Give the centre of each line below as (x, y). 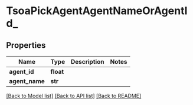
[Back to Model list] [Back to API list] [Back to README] (74, 96)
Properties (26, 45)
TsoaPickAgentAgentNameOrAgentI (97, 11)
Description (87, 62)
